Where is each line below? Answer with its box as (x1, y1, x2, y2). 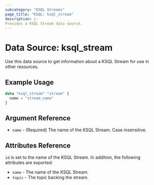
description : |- (5, 16, 38, 21)
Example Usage (5, 78, 54, 86)
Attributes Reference (5, 141, 71, 149)
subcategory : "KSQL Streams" (5, 7, 65, 12)
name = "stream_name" (9, 96, 54, 101)
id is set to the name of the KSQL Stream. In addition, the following (5, 154, 141, 160)
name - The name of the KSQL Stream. (12, 169, 89, 175)
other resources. (5, 64, 39, 70)
